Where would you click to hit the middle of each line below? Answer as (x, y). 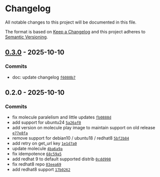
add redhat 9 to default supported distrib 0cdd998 (61, 159)
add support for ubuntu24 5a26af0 (47, 122)
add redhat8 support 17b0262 (41, 170)
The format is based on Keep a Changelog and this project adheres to (75, 31)
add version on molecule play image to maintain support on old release (84, 128)
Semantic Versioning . (26, 37)
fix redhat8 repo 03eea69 (37, 164)
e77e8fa (20, 133)
